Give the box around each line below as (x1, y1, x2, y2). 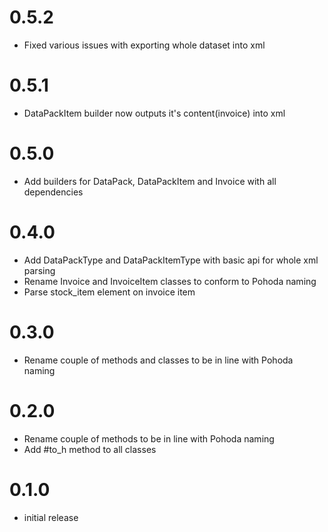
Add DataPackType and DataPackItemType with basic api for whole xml (23, 254, 319, 266)
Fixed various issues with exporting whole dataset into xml (23, 39, 266, 51)
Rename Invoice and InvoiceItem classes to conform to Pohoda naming (23, 275, 317, 287)
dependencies (23, 186, 84, 198)
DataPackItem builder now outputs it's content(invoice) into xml (23, 107, 286, 119)
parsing (23, 264, 56, 276)
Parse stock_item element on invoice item (23, 286, 196, 298)
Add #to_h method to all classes (23, 443, 157, 455)
